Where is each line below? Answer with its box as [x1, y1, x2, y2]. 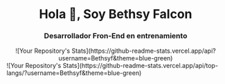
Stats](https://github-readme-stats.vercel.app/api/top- [62, 62, 219, 70]
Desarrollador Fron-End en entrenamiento [44, 31, 188, 41]
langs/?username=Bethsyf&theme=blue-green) [6, 69, 142, 77]
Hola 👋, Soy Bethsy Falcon [39, 6, 192, 22]
